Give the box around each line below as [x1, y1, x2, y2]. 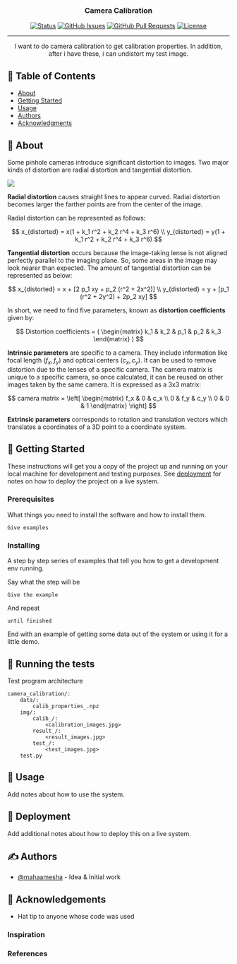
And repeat [7, 604, 40, 613]
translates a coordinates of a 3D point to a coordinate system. [7, 423, 187, 431]
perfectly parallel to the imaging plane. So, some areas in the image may [7, 256, 217, 264]
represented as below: [7, 271, 73, 279]
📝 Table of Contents [7, 70, 96, 82]
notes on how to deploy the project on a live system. [7, 476, 159, 486]
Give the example [7, 592, 59, 599]
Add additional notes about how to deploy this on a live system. [7, 829, 192, 837]
